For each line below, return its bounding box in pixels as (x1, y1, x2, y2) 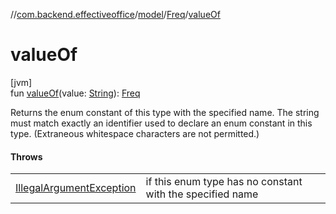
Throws (10, 150, 43, 163)
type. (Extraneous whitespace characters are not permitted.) (10, 127, 260, 139)
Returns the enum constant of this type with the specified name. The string (10, 106, 320, 118)
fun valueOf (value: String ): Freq (10, 87, 141, 99)
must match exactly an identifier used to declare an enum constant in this (10, 117, 313, 129)
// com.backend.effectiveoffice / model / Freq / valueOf (10, 9, 221, 20)
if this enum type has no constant (145, 175, 303, 189)
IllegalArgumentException (15, 181, 137, 195)
